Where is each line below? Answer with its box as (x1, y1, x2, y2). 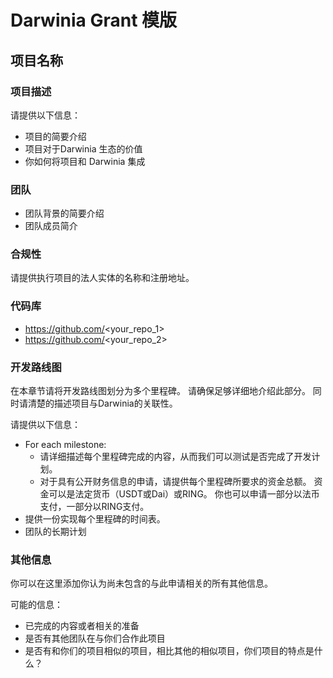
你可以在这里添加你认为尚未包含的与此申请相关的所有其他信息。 (10, 577, 273, 590)
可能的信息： (10, 599, 63, 611)
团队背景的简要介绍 (24, 207, 105, 220)
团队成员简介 (24, 220, 78, 232)
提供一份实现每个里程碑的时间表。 (24, 513, 166, 525)
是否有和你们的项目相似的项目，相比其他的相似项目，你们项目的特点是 (24, 645, 315, 657)
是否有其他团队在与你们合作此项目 (24, 632, 166, 645)
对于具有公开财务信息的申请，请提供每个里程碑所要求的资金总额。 (39, 476, 312, 488)
